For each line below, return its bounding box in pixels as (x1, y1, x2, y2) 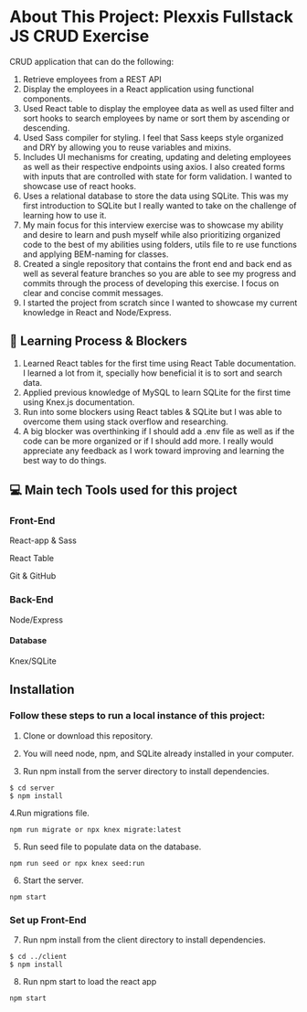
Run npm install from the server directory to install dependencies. (22, 765, 270, 776)
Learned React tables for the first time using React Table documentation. (22, 357, 297, 368)
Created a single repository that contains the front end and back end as (22, 258, 292, 269)
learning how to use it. (22, 209, 107, 220)
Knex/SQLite (9, 655, 57, 666)
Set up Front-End (9, 913, 87, 926)
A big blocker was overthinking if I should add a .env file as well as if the (22, 425, 295, 436)
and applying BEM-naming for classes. (22, 249, 169, 260)
